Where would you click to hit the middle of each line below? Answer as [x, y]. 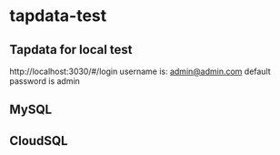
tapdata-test [58, 16]
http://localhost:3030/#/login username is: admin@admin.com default [140, 71]
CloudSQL [39, 141]
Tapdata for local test [71, 50]
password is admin [45, 81]
